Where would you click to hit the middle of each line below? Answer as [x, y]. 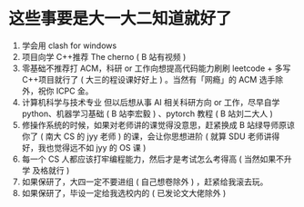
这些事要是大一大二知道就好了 [121, 19]
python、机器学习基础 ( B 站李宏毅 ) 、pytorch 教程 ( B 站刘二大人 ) [147, 113]
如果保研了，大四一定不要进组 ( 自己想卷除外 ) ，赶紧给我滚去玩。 [145, 182]
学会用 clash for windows [69, 45]
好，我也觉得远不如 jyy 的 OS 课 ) [84, 147]
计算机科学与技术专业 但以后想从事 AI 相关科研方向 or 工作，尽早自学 [151, 102]
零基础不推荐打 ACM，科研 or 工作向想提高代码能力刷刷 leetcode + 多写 [156, 68]
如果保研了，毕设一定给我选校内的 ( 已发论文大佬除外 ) [124, 192]
